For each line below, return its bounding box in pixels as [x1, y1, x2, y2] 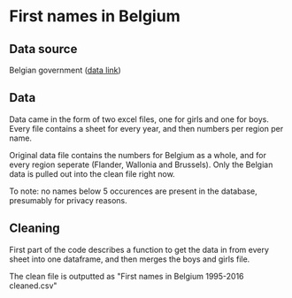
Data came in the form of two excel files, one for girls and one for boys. [9, 113, 270, 125]
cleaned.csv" [9, 280, 58, 291]
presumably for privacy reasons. [9, 195, 128, 205]
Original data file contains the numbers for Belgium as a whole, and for [9, 149, 267, 160]
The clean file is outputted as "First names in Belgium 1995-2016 [9, 271, 245, 281]
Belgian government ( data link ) [9, 65, 121, 75]
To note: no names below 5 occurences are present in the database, [9, 186, 258, 196]
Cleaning [9, 221, 60, 236]
